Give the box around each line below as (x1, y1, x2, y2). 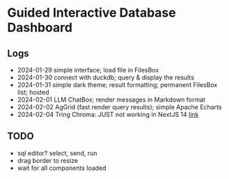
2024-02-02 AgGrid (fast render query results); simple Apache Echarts (17, 103, 222, 111)
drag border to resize (17, 156, 79, 164)
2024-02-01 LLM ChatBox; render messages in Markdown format (17, 95, 205, 104)
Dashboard (7, 20, 73, 36)
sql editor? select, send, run (17, 148, 97, 157)
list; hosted (17, 88, 49, 96)
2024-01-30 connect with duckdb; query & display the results (17, 73, 195, 81)
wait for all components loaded (17, 164, 106, 172)
